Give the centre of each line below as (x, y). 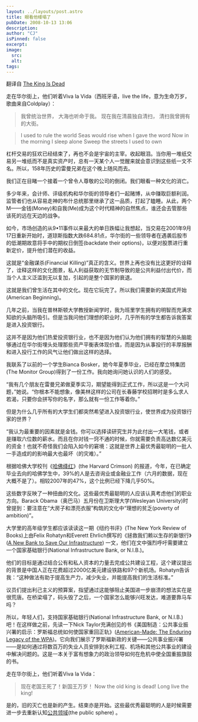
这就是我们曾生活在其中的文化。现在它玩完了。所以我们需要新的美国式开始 (96, 290)
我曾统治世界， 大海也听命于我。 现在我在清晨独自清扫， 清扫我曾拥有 (105, 116)
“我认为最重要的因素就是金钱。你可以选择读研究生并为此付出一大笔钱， (93, 431)
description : (22, 28)
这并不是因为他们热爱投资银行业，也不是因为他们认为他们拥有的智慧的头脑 (96, 337)
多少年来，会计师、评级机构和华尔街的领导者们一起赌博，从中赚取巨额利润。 (99, 194)
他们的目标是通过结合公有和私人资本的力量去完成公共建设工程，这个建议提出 (99, 563)
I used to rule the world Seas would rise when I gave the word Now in (105, 136)
